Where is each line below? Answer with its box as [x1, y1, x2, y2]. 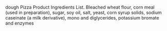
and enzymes [5, 20, 34, 26]
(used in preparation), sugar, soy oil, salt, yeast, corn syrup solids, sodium [5, 9, 162, 15]
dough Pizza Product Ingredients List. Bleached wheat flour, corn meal [5, 4, 155, 10]
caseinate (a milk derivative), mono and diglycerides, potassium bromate [5, 15, 159, 20]
